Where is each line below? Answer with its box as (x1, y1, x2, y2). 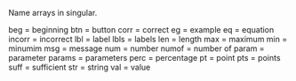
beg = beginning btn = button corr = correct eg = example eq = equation (8, 25, 275, 34)
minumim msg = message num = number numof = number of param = (8, 43, 265, 54)
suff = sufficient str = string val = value (8, 62, 151, 72)
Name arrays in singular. (8, 8, 98, 18)
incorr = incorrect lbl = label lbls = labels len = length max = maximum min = (8, 34, 288, 44)
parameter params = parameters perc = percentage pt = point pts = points (8, 53, 281, 63)
